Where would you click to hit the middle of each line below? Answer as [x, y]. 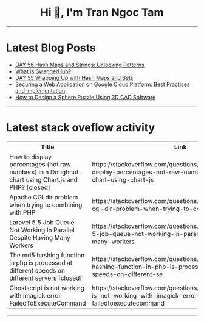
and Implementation [40, 90]
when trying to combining [46, 205]
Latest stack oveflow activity [81, 128]
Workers [22, 245]
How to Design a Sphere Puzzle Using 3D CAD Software [85, 97]
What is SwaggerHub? [43, 71]
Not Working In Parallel [42, 230]
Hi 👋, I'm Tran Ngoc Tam [102, 13]
